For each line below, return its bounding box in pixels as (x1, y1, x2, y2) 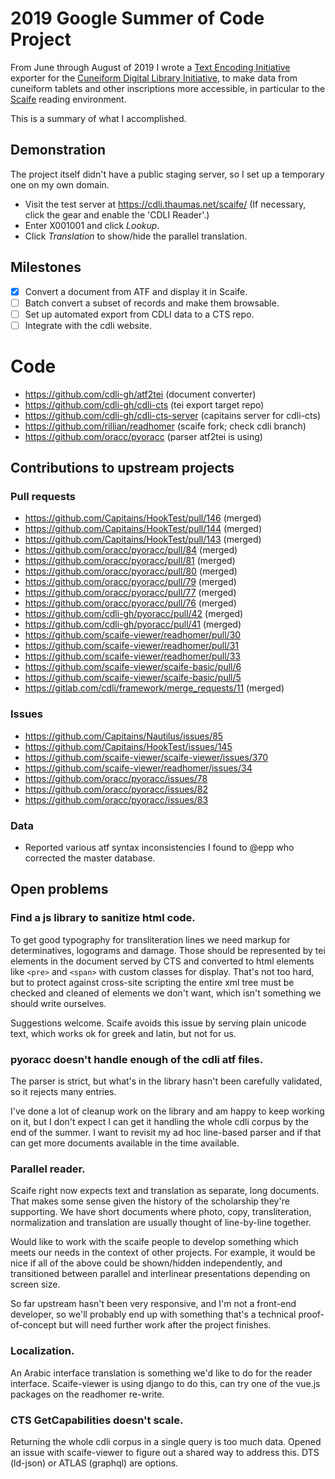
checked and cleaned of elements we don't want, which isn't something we (10, 987, 322, 999)
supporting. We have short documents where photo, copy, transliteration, (10, 1206, 312, 1218)
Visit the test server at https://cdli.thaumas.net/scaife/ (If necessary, (24, 198, 307, 210)
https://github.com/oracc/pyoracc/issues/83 (24, 793, 209, 806)
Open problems (10, 881, 109, 898)
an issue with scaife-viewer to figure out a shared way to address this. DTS (10, 1446, 320, 1458)
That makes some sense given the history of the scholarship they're (10, 1195, 290, 1207)
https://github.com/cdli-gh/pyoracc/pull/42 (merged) (24, 608, 244, 620)
